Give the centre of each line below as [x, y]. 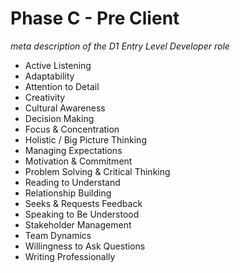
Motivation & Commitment [78, 161]
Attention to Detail [62, 86]
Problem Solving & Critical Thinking [97, 171]
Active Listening [58, 65]
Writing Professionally [70, 256]
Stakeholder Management [78, 224]
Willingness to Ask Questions [85, 246]
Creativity [45, 97]
